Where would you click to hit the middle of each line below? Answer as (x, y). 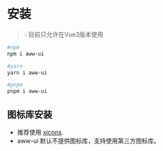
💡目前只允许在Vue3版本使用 (64, 34)
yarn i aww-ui (27, 73)
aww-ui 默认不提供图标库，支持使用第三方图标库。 (88, 141)
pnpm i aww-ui (27, 91)
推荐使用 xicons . (40, 132)
